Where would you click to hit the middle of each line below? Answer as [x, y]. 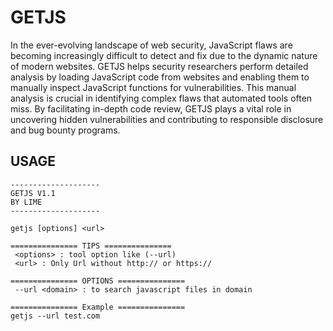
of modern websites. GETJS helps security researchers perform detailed [159, 66]
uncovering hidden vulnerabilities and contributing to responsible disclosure [167, 119]
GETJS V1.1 [33, 193]
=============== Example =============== [98, 307]
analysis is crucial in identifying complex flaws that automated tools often [161, 98]
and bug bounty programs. [65, 130]
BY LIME [26, 202]
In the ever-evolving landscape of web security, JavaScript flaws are [151, 45]
